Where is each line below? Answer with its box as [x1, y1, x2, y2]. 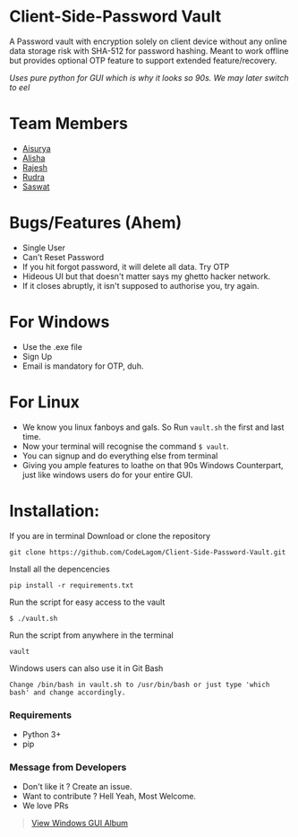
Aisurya [21, 143, 51, 153]
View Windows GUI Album [30, 818, 128, 829]
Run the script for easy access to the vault [9, 597, 166, 607]
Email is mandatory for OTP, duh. [21, 361, 144, 371]
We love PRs [21, 800, 69, 811]
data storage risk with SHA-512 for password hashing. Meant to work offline [9, 45, 289, 56]
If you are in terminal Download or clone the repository [9, 530, 211, 541]
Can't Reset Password [21, 251, 105, 262]
